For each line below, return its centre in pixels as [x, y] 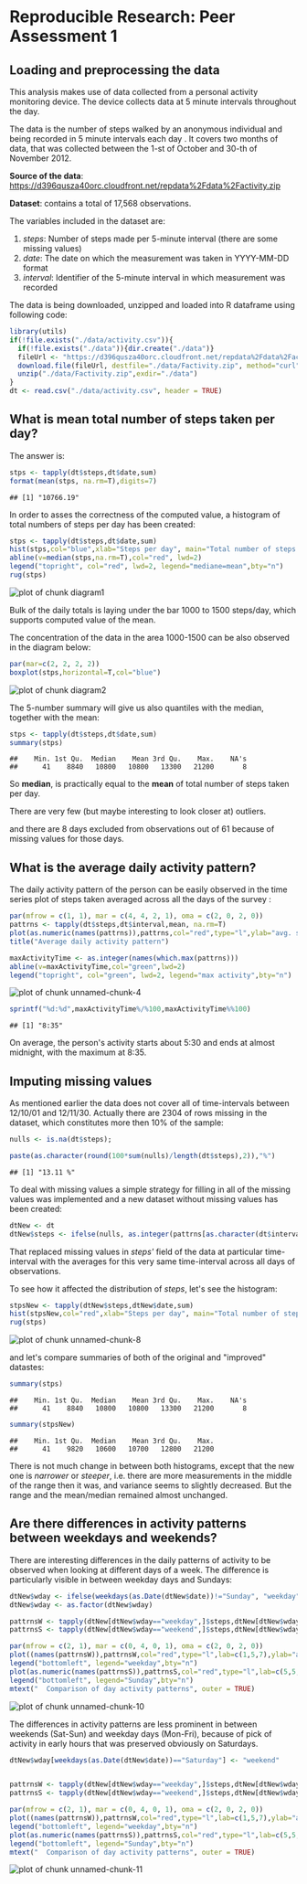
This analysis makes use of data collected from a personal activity [134, 92]
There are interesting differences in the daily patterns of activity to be [140, 1559]
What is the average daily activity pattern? [133, 867]
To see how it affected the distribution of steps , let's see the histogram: [143, 1288]
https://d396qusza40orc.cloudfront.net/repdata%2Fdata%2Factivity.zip [145, 186]
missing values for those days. [67, 839]
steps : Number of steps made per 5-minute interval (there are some [150, 239]
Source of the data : [47, 176]
